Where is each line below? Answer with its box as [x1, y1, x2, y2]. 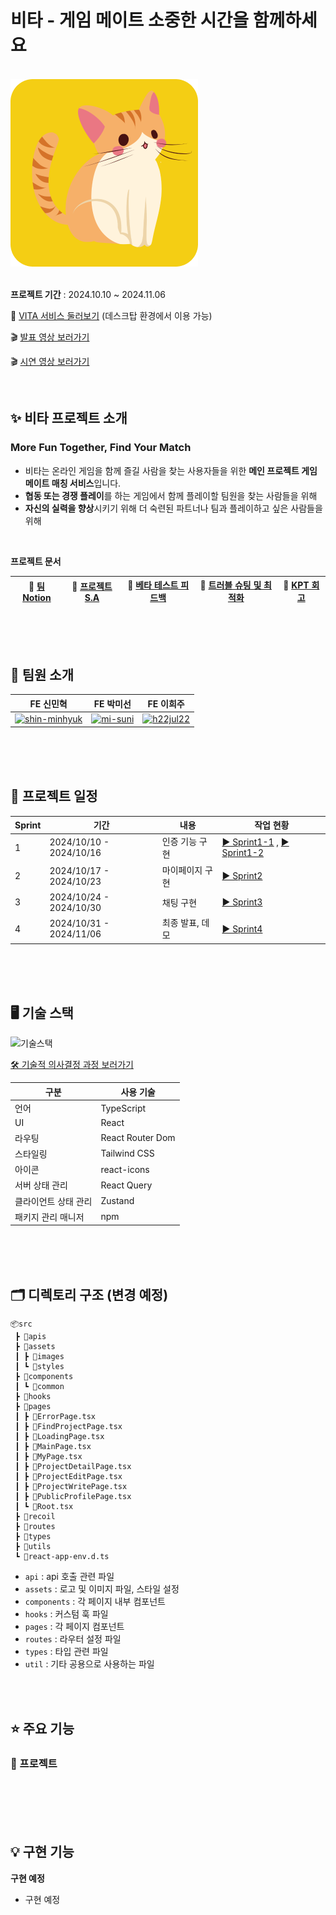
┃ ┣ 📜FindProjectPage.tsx [14, 1422, 123, 1432]
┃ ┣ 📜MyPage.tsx [14, 1452, 83, 1462]
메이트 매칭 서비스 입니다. [24, 477, 122, 489]
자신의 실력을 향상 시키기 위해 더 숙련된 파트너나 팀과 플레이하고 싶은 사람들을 [24, 502, 323, 514]
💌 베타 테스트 [127, 579, 179, 591]
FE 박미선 [93, 697, 132, 710]
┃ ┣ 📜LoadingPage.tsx [14, 1432, 105, 1442]
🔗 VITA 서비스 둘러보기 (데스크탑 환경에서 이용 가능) [10, 309, 213, 321]
